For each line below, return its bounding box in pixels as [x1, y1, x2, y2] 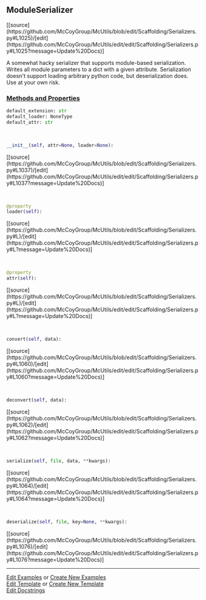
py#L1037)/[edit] [6, 166, 48, 173]
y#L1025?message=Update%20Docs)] [6, 47, 104, 55]
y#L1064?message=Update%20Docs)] [6, 495, 105, 502]
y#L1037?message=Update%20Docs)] [6, 179, 104, 186]
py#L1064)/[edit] [6, 482, 49, 489]
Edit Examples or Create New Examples [6, 573, 106, 581]
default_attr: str [6, 119, 53, 125]
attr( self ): [6, 275, 37, 281]
